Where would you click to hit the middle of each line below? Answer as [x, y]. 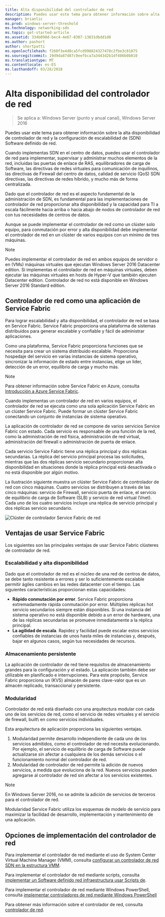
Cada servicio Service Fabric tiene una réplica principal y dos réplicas [76, 451]
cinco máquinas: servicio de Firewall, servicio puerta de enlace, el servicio [81, 492]
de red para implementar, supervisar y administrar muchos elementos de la [81, 158]
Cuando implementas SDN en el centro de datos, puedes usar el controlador [82, 153]
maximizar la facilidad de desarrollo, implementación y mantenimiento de [79, 814]
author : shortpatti [25, 46]
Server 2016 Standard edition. [35, 285]
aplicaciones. [18, 336]
